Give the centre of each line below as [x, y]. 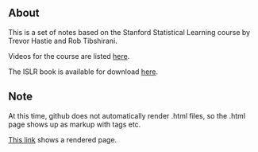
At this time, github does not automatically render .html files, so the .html [127, 115]
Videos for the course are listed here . [69, 56]
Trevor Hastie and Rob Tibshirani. [63, 41]
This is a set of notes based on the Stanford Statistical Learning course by [129, 32]
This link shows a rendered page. [63, 139]
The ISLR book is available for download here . [83, 72]
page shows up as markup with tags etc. [75, 124]
